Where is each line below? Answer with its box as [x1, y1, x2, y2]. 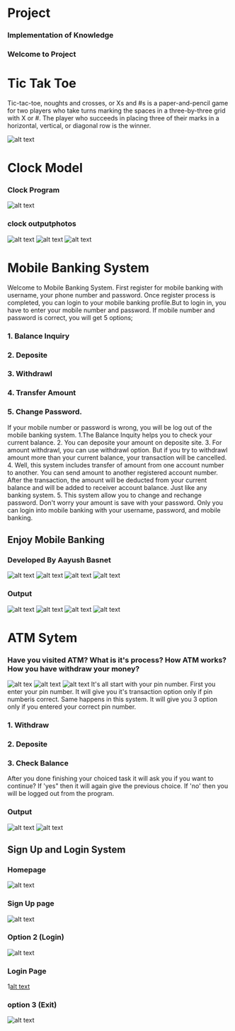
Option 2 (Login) [7, 933, 65, 942]
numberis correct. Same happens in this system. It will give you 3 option [7, 695, 218, 704]
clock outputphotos [7, 219, 76, 229]
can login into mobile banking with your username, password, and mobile [7, 506, 221, 514]
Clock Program [7, 186, 60, 195]
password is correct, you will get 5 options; [7, 313, 133, 321]
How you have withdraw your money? [7, 663, 140, 673]
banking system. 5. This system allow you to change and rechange [7, 491, 202, 499]
